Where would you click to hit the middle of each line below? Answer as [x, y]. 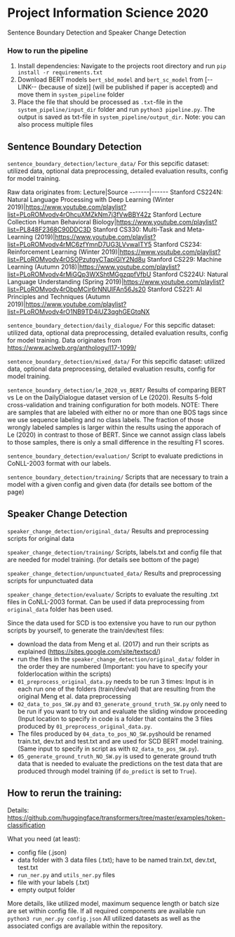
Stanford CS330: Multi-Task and [139, 229]
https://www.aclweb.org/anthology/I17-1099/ [72, 348]
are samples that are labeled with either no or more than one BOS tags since [117, 412]
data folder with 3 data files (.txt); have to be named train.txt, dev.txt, [117, 860]
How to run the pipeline [48, 51]
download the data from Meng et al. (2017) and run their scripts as [113, 644]
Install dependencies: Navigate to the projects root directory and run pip [122, 66]
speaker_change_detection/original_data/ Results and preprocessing [108, 531]
